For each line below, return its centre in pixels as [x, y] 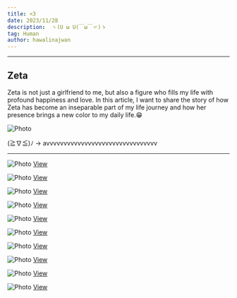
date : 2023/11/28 [33, 20]
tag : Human [23, 34]
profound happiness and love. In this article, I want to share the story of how [118, 100]
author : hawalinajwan [39, 40]
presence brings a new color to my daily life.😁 [75, 114]
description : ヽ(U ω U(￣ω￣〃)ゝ [57, 27]
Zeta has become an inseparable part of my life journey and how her [107, 107]
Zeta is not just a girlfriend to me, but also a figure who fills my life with [110, 92]
